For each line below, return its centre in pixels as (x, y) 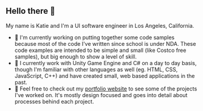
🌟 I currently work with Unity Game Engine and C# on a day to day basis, (105, 63)
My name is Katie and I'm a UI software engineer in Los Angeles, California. (100, 25)
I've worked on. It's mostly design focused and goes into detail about (101, 95)
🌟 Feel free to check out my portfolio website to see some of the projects (106, 89)
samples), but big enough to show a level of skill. (76, 56)
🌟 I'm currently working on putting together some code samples (94, 37)
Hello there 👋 (31, 11)
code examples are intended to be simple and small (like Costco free (100, 50)
